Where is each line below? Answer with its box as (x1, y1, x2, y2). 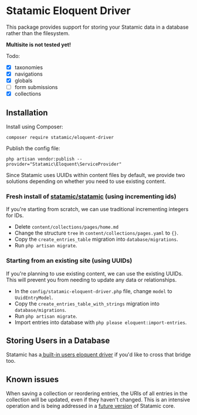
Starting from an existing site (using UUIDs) (6, 257, 133, 265)
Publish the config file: (6, 145, 60, 152)
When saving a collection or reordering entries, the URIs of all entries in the (6, 390, 188, 397)
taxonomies (14, 63, 43, 71)
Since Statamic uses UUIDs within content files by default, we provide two (6, 172, 185, 179)
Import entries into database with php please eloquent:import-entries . (14, 318, 187, 326)
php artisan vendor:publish (6, 157, 75, 162)
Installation (6, 107, 48, 118)
